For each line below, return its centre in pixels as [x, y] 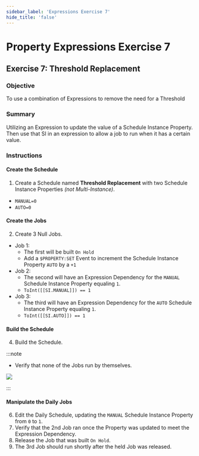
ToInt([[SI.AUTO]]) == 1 [55, 316]
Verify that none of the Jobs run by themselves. [73, 365]
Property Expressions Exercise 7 [88, 47]
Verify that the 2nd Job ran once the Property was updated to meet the [102, 428]
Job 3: [23, 296]
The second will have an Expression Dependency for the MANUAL [102, 277]
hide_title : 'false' [32, 17]
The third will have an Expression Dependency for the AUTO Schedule [108, 303]
